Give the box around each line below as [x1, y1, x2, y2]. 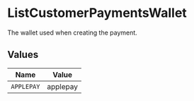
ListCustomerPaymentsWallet [7, 5, 188, 21]
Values [7, 49, 39, 61]
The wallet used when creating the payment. [7, 28, 138, 37]
